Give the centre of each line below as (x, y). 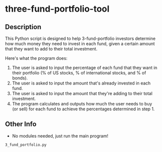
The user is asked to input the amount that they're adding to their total (82, 93)
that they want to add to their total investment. (51, 49)
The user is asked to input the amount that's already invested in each (81, 83)
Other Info (21, 124)
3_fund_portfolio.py (26, 145)
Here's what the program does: (36, 58)
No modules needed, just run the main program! (60, 136)
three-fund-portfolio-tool (57, 9)
